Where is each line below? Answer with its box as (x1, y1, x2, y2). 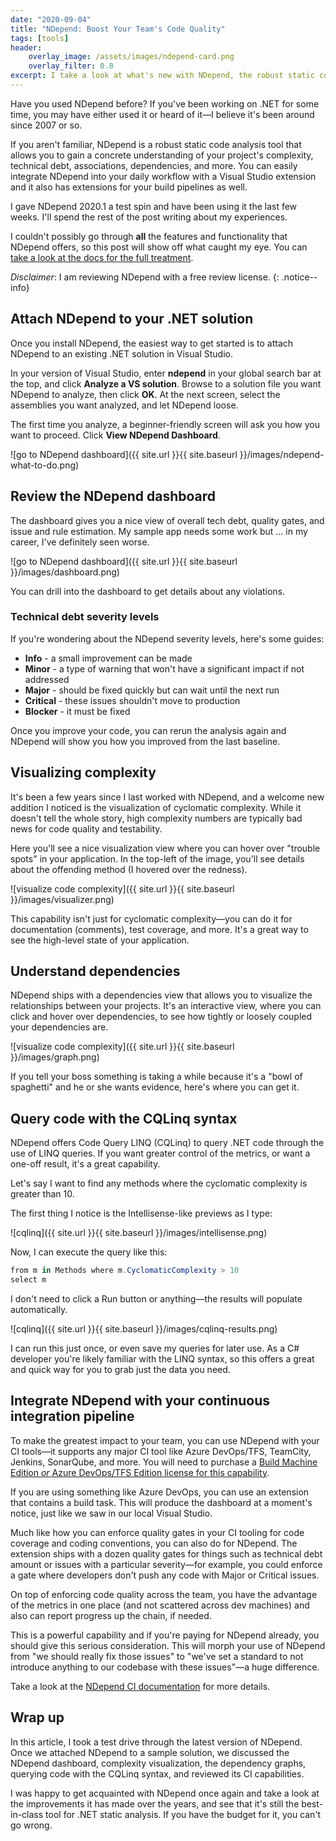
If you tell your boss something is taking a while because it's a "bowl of (10, 1071, 303, 1083)
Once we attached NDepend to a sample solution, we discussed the (10, 1746, 290, 1758)
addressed (24, 673, 70, 685)
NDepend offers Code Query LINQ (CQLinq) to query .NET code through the (10, 1137, 325, 1149)
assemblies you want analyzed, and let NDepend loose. (10, 399, 239, 411)
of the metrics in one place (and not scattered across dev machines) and (10, 1599, 310, 1611)
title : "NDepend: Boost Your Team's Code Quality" (10, 24, 226, 34)
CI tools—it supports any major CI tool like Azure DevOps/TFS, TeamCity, (10, 1445, 312, 1457)
